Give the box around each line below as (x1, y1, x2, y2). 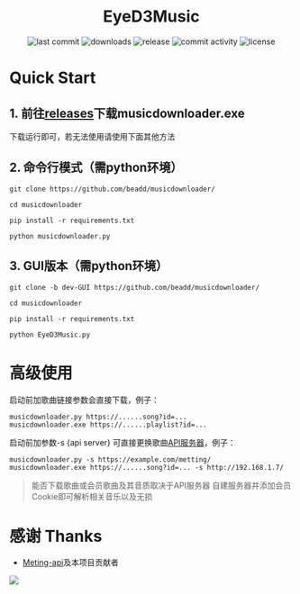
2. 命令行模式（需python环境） (9, 160, 183, 175)
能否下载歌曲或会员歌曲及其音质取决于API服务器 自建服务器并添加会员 (31, 480, 292, 490)
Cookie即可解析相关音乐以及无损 (31, 490, 153, 501)
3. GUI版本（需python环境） (9, 258, 168, 274)
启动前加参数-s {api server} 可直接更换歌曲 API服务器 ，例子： (9, 436, 236, 447)
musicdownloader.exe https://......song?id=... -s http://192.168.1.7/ (9, 463, 284, 472)
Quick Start (9, 67, 96, 88)
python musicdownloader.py (9, 231, 111, 240)
